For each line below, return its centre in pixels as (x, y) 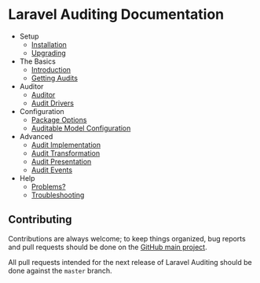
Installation (49, 44)
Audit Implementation (66, 145)
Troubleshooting (58, 195)
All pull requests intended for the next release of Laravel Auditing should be (130, 262)
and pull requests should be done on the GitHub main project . (108, 247)
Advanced (36, 136)
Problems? (48, 186)
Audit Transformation (66, 153)
